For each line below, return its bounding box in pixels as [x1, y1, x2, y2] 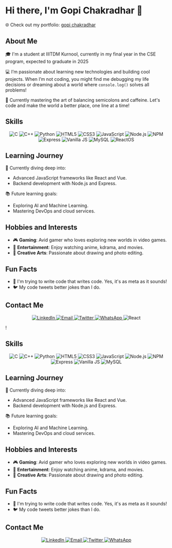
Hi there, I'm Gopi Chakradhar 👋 [5, 5, 143, 16]
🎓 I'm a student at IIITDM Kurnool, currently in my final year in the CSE [5, 51, 156, 57]
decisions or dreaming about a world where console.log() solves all [5, 81, 150, 87]
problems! [5, 87, 27, 93]
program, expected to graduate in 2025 [5, 58, 89, 64]
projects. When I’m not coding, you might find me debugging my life [5, 76, 149, 82]
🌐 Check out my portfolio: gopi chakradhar [5, 22, 96, 28]
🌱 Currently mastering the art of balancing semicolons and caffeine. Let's [5, 97, 160, 103]
